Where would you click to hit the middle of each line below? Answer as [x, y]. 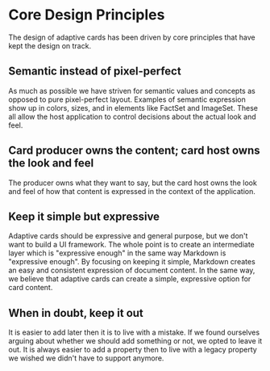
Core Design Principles [87, 15]
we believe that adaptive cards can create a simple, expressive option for [130, 279]
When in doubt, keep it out [76, 313]
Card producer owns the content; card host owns [134, 151]
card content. [31, 288]
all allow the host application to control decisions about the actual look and [132, 116]
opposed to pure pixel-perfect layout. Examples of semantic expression [127, 99]
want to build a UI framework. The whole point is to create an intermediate [132, 245]
